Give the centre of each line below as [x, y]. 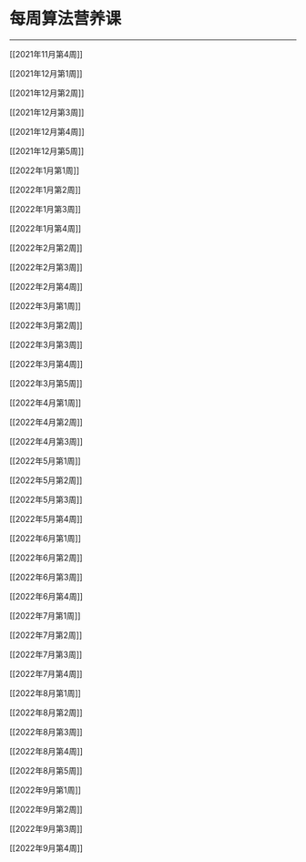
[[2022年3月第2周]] [46, 325]
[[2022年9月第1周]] [46, 790]
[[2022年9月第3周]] [46, 828]
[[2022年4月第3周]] [46, 441]
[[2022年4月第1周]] [46, 403]
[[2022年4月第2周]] [46, 422]
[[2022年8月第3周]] [46, 732]
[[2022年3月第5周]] [46, 383]
